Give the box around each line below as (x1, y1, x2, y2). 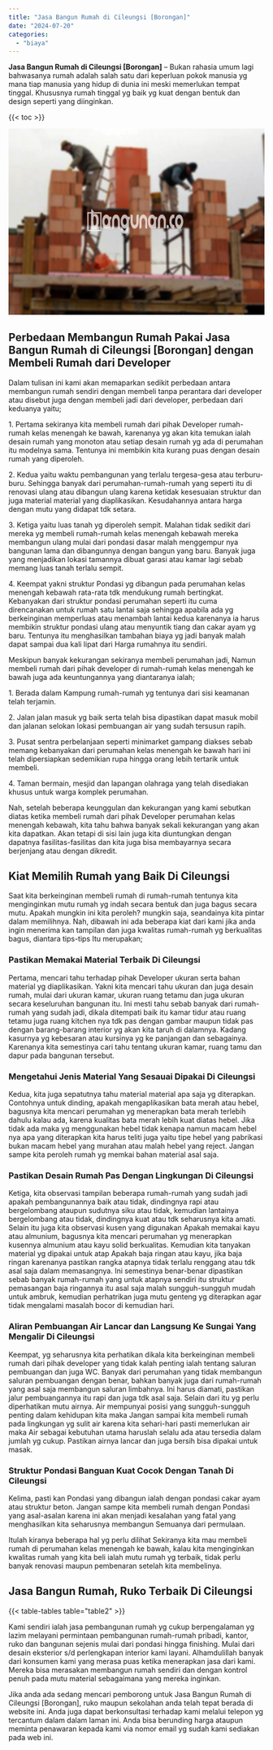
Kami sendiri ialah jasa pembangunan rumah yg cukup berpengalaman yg (8, 1622, 254, 1631)
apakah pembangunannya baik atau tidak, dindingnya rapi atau (8, 1197, 219, 1206)
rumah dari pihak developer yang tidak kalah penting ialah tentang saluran (8, 1358, 257, 1368)
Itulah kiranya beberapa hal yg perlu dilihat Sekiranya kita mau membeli (8, 1535, 248, 1544)
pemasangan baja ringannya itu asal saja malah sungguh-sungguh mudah (8, 1284, 256, 1293)
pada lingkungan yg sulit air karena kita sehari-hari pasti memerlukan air (8, 1419, 250, 1428)
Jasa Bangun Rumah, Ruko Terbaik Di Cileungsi (8, 1584, 253, 1598)
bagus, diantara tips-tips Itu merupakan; (8, 934, 144, 944)
